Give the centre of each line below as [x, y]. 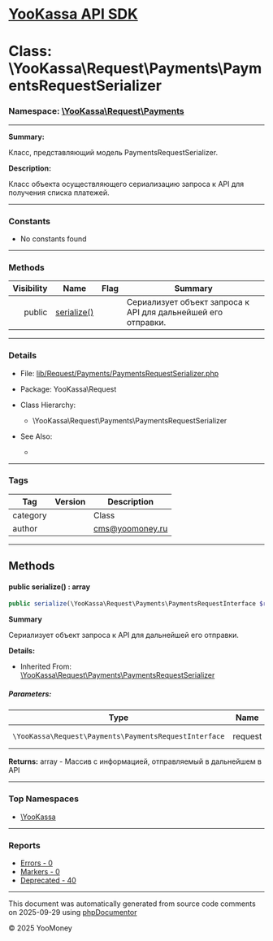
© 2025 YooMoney [41, 928]
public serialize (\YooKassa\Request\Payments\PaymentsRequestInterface [132, 604]
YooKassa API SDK [73, 14]
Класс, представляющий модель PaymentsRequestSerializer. [113, 152]
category [30, 515]
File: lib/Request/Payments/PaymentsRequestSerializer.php [119, 373]
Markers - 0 [40, 871]
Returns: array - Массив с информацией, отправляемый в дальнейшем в [135, 761]
